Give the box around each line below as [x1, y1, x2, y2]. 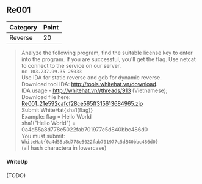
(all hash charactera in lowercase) [21, 144, 107, 152]
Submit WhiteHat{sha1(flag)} [21, 106, 93, 114]
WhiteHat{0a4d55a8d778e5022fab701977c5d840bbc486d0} [21, 139, 159, 145]
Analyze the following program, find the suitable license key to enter [21, 49, 193, 56]
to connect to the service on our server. [21, 62, 121, 69]
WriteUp [6, 158, 29, 166]
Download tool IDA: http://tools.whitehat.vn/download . [21, 80, 158, 87]
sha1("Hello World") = [21, 119, 76, 127]
